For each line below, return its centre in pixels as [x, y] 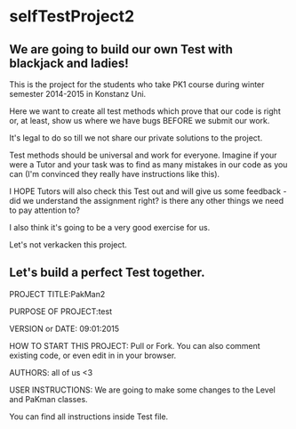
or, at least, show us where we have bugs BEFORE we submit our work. [140, 121]
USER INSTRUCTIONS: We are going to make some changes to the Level [142, 390]
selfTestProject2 [72, 16]
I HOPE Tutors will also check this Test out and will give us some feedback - [148, 191]
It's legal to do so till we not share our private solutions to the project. [136, 138]
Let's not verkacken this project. [68, 245]
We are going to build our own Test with [121, 49]
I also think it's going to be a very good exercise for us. [110, 227]
